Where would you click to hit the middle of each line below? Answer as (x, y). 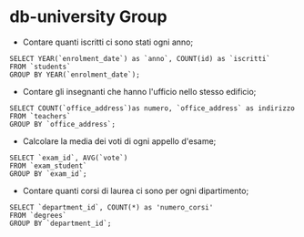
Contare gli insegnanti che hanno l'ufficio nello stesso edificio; (139, 91)
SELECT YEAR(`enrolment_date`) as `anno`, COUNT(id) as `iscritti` (140, 58)
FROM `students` (40, 67)
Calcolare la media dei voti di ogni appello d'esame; (119, 141)
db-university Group (88, 17)
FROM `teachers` (40, 116)
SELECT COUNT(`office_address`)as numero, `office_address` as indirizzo (152, 108)
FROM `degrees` (38, 215)
